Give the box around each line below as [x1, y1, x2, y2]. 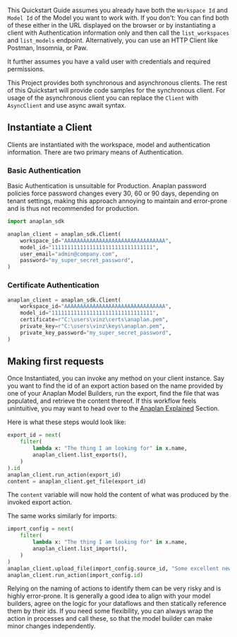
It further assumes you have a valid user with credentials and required [7, 57, 211, 66]
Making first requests [7, 355, 104, 367]
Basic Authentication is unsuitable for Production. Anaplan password [7, 182, 207, 190]
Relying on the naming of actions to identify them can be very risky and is [7, 584, 221, 593]
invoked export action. [7, 498, 73, 507]
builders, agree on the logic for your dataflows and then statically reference [7, 599, 227, 608]
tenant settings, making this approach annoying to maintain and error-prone [7, 197, 228, 205]
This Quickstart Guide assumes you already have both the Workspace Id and [7, 6, 228, 14]
